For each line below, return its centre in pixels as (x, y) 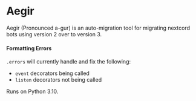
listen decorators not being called (58, 80)
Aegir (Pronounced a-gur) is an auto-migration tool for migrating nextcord (98, 28)
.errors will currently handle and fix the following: (69, 62)
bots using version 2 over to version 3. (54, 34)
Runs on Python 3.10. (32, 91)
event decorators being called (52, 73)
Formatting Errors (29, 48)
